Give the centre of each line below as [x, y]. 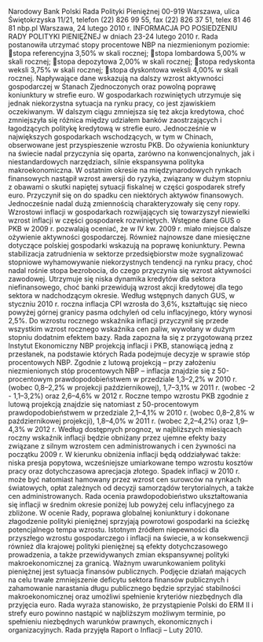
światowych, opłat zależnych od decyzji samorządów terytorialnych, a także [131, 488]
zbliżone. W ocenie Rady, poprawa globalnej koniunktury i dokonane [119, 513]
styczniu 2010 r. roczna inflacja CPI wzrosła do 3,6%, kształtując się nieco [128, 304]
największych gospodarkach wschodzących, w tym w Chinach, [111, 137]
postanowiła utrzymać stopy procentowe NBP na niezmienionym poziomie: [129, 45]
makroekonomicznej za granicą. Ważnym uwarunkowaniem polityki [117, 563]
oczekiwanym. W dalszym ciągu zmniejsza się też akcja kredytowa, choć [126, 112]
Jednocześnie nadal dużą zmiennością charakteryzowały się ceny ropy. [124, 203]
